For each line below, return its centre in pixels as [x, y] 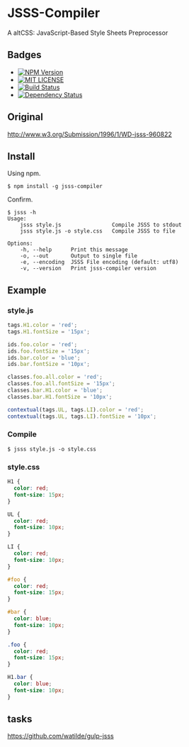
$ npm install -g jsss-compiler [55, 187]
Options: [20, 244]
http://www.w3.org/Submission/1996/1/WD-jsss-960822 [90, 134]
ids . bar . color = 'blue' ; [44, 358]
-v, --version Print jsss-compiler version [88, 269]
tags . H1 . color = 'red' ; [42, 325]
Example [27, 290]
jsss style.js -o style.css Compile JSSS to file [98, 231]
